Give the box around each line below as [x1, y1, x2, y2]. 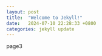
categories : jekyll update [6, 26, 75, 32]
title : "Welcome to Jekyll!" [6, 15, 83, 21]
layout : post [6, 9, 39, 15]
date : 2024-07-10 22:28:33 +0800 [6, 20, 97, 26]
